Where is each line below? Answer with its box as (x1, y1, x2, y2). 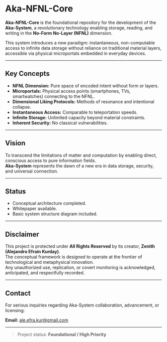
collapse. (12, 104, 31, 110)
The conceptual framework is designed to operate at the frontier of (5, 254, 143, 260)
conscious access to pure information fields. (5, 158, 96, 164)
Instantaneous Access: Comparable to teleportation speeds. (12, 109, 138, 115)
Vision (5, 139, 26, 148)
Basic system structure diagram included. (12, 211, 98, 217)
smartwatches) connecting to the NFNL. (12, 93, 95, 99)
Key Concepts (5, 69, 50, 78)
